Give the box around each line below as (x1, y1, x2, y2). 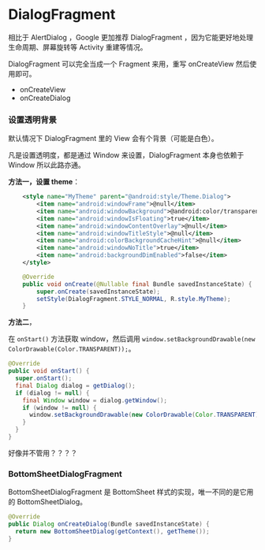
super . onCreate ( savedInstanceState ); (36, 288, 160, 295)
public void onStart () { (8, 367, 90, 375)
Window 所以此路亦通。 (8, 160, 85, 170)
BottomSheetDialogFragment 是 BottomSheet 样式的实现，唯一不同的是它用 (8, 487, 254, 497)
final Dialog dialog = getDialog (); (15, 381, 136, 389)
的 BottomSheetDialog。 (8, 497, 88, 507)
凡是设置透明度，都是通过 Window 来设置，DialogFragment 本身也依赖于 (8, 151, 244, 160)
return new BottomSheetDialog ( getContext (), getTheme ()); (15, 528, 211, 536)
